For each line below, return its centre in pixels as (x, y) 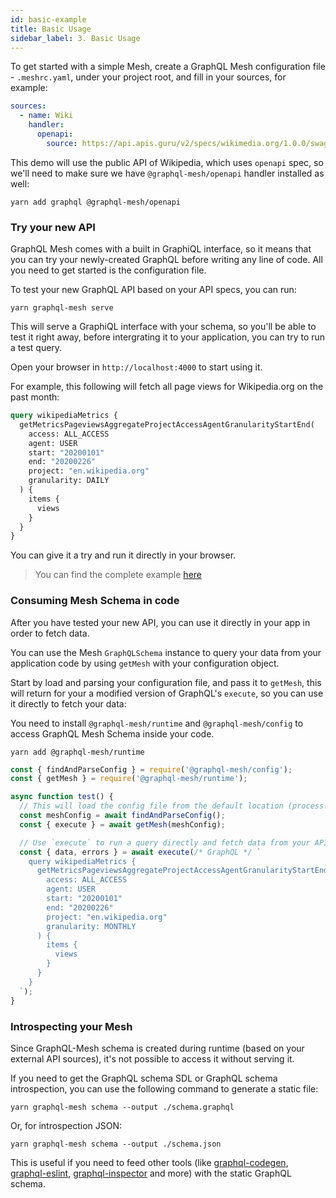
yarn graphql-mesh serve (62, 308)
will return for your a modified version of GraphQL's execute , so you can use (167, 693)
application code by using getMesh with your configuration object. (145, 663)
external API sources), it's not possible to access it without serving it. (152, 1058)
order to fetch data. (50, 633)
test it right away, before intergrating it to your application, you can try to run (168, 337)
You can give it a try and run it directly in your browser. (123, 555)
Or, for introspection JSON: (66, 1125)
